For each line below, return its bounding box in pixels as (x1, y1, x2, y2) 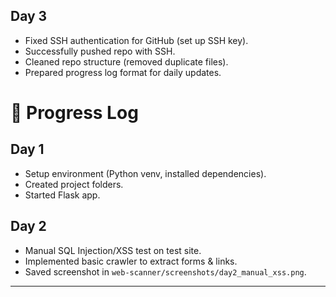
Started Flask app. (24, 189, 101, 201)
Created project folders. (24, 178, 124, 190)
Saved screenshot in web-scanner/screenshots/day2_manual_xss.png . (24, 265, 307, 278)
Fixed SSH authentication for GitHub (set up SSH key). (24, 34, 249, 46)
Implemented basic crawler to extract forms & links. (24, 255, 238, 267)
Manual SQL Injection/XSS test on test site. (24, 244, 202, 256)
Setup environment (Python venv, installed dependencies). (24, 167, 267, 179)
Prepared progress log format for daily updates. (24, 66, 222, 78)
